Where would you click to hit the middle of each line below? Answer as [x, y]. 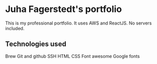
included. [15, 28]
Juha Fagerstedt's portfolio [64, 9]
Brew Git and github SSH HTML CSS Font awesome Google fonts [72, 56]
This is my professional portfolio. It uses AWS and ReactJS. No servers [78, 23]
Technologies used [36, 44]
